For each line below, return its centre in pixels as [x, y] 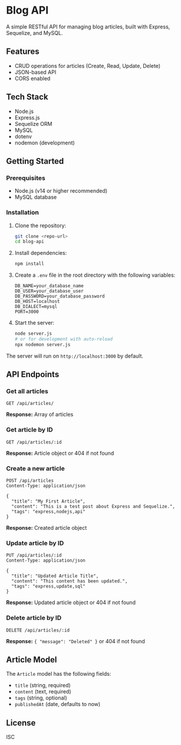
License [21, 723]
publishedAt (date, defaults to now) [57, 704]
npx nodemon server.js [42, 344]
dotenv [23, 136]
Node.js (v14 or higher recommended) [61, 191]
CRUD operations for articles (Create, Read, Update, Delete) [88, 66]
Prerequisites [26, 178]
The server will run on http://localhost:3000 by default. [75, 356]
